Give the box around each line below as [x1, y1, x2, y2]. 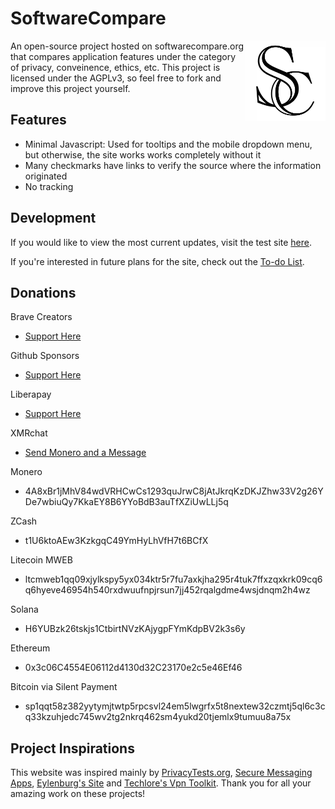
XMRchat [10, 427, 48, 439]
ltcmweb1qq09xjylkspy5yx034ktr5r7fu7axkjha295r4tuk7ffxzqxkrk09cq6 [24, 573, 323, 586]
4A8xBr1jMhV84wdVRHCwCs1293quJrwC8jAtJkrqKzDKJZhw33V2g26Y [24, 485, 324, 497]
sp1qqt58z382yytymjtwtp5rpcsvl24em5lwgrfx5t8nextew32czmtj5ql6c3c [24, 700, 326, 712]
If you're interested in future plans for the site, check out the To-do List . [10, 255, 305, 267]
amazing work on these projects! [10, 788, 146, 800]
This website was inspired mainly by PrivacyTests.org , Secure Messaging [10, 767, 313, 779]
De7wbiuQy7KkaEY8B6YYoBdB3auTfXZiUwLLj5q [24, 496, 229, 508]
